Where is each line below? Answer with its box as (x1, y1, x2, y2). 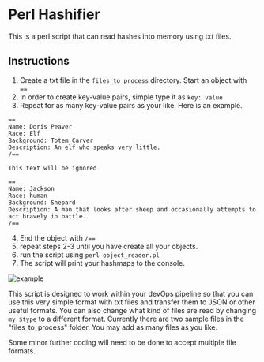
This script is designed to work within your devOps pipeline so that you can (8, 289, 254, 298)
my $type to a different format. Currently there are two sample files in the (8, 314, 245, 323)
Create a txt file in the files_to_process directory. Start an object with (19, 75, 247, 84)
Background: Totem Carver (8, 136, 93, 144)
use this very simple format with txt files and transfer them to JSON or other (8, 297, 255, 307)
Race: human (8, 192, 47, 200)
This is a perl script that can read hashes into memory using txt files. (8, 32, 232, 41)
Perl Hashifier (8, 6, 100, 24)
